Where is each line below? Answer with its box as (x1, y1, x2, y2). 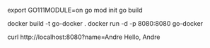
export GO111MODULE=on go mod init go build (7, 6, 143, 14)
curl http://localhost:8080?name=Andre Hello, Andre (7, 33, 161, 41)
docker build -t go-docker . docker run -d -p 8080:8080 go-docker (7, 19, 204, 27)
